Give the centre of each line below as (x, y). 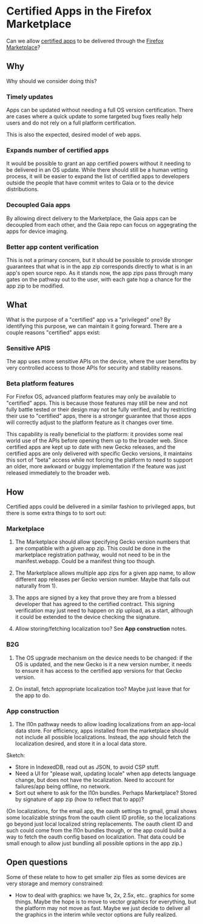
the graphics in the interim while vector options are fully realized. (96, 914)
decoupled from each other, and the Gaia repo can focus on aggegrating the (101, 224)
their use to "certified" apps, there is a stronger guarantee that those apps (99, 416)
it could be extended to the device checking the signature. (88, 617)
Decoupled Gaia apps (38, 205)
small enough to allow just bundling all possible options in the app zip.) (95, 843)
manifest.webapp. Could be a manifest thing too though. (85, 561)
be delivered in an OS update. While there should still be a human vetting (97, 170)
